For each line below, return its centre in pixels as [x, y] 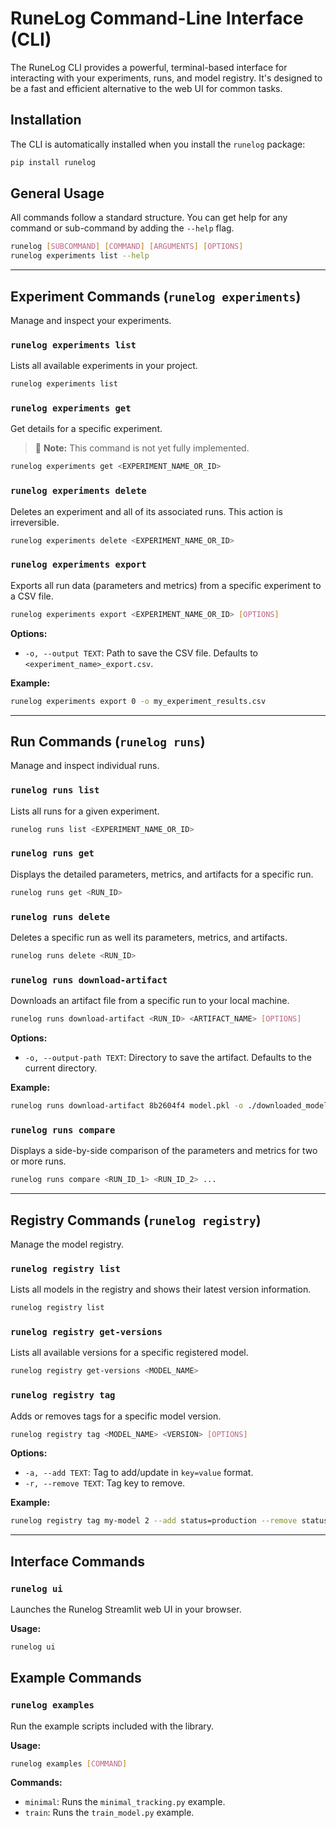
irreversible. [35, 522]
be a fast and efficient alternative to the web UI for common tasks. [146, 88]
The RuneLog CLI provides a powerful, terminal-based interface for [149, 67]
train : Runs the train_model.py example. [109, 1813]
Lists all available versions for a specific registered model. [129, 1353]
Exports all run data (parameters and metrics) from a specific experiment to [166, 585]
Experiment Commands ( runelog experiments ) [156, 296]
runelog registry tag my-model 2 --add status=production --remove [154, 1521]
